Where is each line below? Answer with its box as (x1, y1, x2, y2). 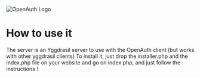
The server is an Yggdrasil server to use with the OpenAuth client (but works (6, 46, 195, 53)
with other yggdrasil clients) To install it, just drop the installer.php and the (6, 53, 188, 60)
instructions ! (6, 65, 39, 72)
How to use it (6, 27, 73, 40)
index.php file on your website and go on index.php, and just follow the (6, 58, 181, 66)
